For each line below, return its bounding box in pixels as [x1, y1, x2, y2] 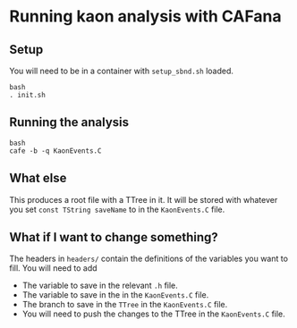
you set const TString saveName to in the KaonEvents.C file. [9, 204, 225, 214]
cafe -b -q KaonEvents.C [9, 146, 102, 156]
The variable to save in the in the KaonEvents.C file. [21, 290, 209, 300]
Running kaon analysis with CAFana [9, 6, 282, 27]
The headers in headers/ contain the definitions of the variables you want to [9, 253, 289, 265]
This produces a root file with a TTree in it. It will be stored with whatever [9, 194, 278, 205]
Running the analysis [9, 114, 130, 130]
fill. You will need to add [9, 263, 98, 273]
